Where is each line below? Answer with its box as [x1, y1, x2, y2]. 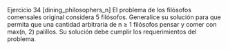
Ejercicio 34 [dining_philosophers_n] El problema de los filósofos [7, 6, 192, 14]
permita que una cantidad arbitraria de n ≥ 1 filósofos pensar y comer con [7, 21, 217, 28]
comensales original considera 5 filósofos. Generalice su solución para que [7, 13, 221, 21]
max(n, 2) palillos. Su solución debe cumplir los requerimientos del [7, 27, 197, 36]
